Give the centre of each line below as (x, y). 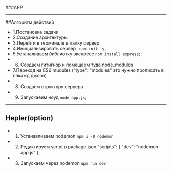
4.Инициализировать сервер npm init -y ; (59, 48)
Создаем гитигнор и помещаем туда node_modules (77, 65)
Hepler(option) (29, 118)
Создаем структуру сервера (52, 86)
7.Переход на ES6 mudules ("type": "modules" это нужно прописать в (88, 70)
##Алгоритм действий (30, 22)
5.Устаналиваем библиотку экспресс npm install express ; (77, 54)
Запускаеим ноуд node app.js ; (53, 97)
